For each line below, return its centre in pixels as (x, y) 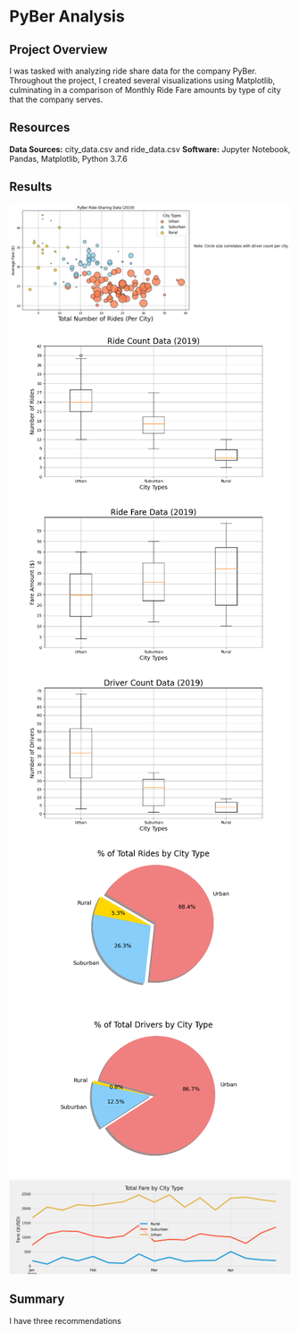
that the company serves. (56, 99)
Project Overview (58, 50)
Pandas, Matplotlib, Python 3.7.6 (68, 158)
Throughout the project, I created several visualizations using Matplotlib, (142, 81)
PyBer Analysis (67, 17)
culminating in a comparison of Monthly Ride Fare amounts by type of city (145, 90)
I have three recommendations (66, 1320)
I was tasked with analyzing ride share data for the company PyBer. (133, 71)
